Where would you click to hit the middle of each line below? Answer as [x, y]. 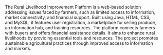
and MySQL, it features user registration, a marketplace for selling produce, [81, 22]
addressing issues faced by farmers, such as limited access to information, [80, 12]
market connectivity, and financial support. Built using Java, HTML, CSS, [78, 17]
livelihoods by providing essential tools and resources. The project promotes [82, 38]
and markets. [18, 48]
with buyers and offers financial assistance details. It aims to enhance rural [80, 33]
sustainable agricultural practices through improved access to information [79, 43]
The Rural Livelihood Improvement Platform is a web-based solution [73, 7]
